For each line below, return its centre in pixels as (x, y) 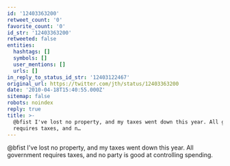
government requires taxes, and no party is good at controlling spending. (110, 155)
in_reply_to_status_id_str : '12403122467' (68, 77)
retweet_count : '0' (35, 20)
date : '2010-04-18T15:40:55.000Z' (56, 90)
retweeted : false (32, 39)
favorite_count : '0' (37, 26)
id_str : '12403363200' (39, 33)
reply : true (24, 109)
